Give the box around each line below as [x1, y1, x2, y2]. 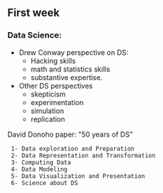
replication [30, 114, 65, 124]
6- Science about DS [10, 179, 79, 187]
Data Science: [7, 30, 62, 41]
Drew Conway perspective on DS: [18, 47, 129, 57]
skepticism [30, 89, 66, 99]
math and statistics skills [30, 64, 111, 74]
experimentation [30, 97, 84, 107]
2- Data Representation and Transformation [10, 151, 156, 159]
